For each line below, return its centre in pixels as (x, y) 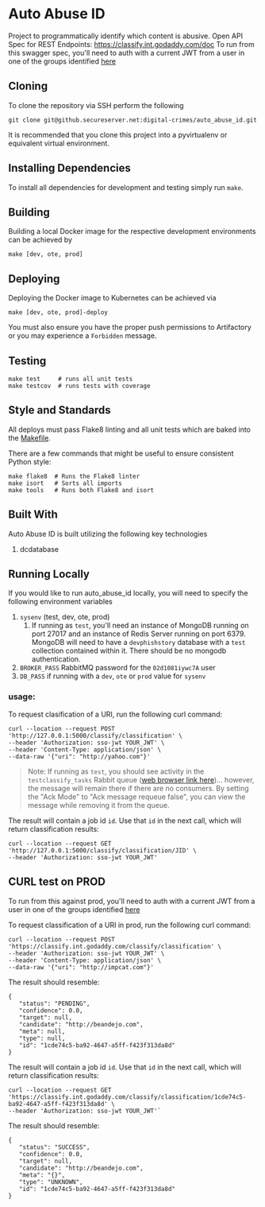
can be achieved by (40, 240)
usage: (22, 697)
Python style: (30, 461)
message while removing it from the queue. (98, 805)
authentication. (56, 659)
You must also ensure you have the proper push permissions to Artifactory (130, 328)
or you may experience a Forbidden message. (83, 336)
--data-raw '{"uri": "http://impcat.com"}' (81, 967)
